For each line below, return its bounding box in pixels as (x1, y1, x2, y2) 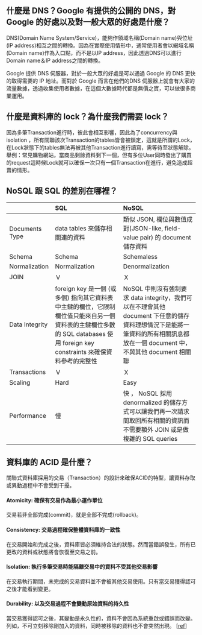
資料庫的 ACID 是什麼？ (6, 457, 93, 467)
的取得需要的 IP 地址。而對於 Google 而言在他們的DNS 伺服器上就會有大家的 (6, 77, 195, 84)
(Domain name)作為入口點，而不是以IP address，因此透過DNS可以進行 (6, 49, 182, 56)
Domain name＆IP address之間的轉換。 (6, 57, 104, 64)
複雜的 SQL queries (123, 435, 178, 443)
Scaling (9, 379, 31, 387)
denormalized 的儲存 (123, 399, 182, 407)
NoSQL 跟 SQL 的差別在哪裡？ (6, 186, 118, 196)
